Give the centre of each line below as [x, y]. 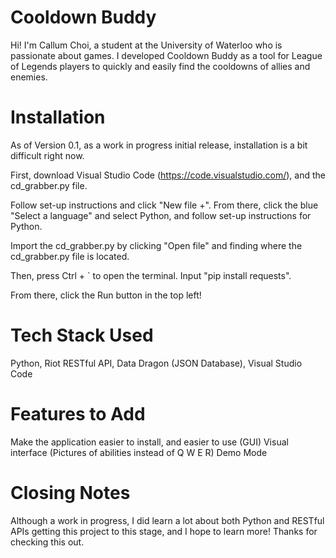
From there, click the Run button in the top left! [106, 295]
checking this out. [47, 542]
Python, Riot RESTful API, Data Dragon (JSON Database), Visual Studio [156, 363]
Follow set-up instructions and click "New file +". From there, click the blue [164, 205]
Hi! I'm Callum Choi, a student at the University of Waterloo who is [146, 45]
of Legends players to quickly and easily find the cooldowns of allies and [160, 66]
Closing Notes [70, 492]
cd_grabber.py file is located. [70, 256]
